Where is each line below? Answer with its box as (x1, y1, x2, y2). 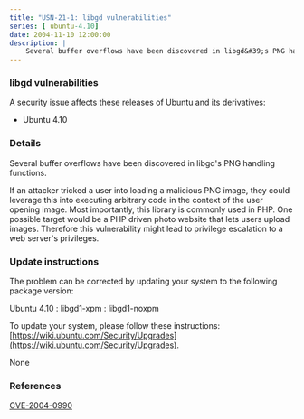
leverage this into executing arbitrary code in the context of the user (9, 194, 264, 205)
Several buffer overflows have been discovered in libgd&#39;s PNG (25, 47, 285, 56)
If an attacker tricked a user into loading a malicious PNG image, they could (9, 184, 290, 195)
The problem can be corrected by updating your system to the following (9, 276, 278, 287)
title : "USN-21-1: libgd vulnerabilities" (9, 13, 172, 23)
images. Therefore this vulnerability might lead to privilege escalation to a (9, 223, 283, 234)
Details (9, 137, 42, 150)
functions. (9, 167, 47, 178)
